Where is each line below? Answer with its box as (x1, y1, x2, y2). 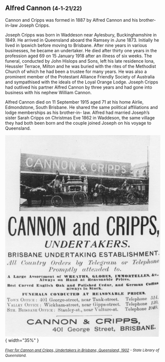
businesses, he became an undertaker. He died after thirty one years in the (5, 47, 157, 53)
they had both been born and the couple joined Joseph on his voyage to (5, 120, 152, 126)
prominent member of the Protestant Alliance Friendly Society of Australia (5, 73, 155, 79)
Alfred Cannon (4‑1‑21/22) (5, 4, 82, 12)
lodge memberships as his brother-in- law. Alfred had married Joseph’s (5, 109, 150, 115)
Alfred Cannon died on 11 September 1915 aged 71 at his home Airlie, (5, 99, 144, 105)
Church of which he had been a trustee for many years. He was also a (5, 69, 147, 74)
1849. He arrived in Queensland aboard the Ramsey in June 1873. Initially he (5, 37, 159, 43)
